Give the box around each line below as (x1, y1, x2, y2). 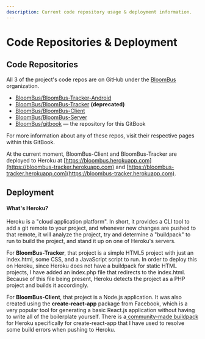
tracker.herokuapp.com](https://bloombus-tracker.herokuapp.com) (6, 169, 175, 177)
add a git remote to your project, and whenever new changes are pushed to (6, 224, 196, 232)
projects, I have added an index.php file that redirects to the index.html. (6, 269, 186, 276)
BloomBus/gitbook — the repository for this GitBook (15, 120, 146, 127)
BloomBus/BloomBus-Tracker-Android (15, 94, 112, 101)
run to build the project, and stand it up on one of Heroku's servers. (6, 238, 176, 245)
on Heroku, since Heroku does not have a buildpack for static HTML (6, 262, 178, 269)
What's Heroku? (6, 204, 49, 211)
